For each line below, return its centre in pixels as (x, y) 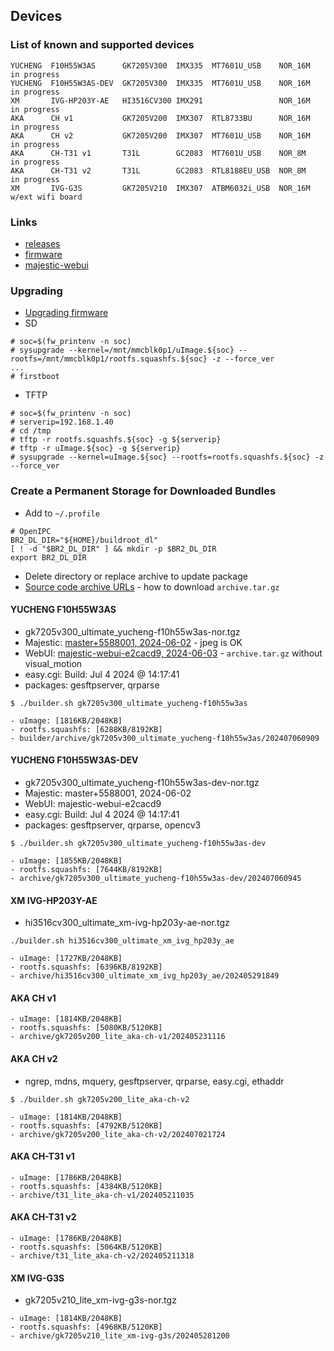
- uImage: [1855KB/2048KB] (66, 860)
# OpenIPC (31, 531)
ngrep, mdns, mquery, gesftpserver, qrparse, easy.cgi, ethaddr (154, 1081)
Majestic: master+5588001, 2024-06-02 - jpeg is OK (133, 642)
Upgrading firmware (66, 313)
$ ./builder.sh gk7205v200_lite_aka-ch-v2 (100, 1099)
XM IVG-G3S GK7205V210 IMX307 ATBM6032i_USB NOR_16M (160, 188)
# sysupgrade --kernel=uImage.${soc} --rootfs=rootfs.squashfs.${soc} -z (167, 457)
